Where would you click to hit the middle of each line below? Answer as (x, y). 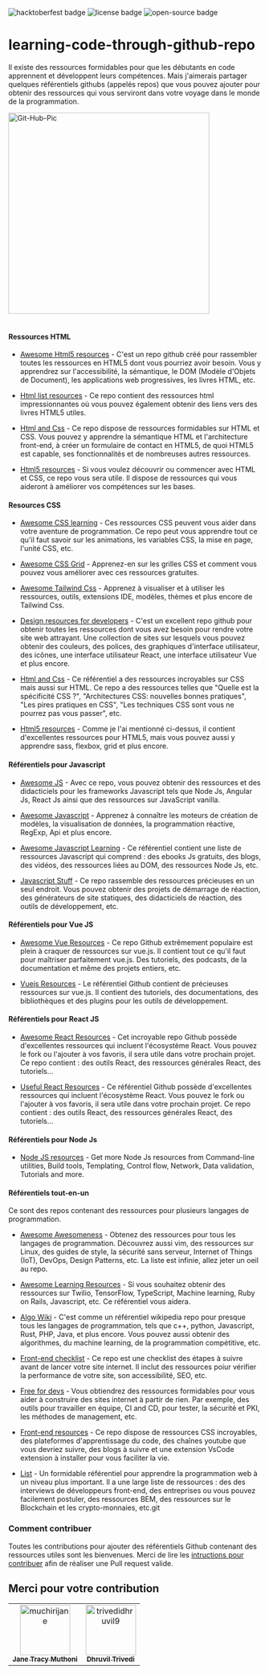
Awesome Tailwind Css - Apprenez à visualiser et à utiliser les (122, 588)
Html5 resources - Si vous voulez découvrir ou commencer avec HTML (138, 470)
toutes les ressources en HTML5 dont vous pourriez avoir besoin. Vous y (141, 363)
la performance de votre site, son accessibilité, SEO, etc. (113, 1376)
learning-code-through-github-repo (132, 45)
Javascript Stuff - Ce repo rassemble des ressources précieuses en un (137, 880)
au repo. (34, 1269)
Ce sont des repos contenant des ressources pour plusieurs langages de (129, 1211)
